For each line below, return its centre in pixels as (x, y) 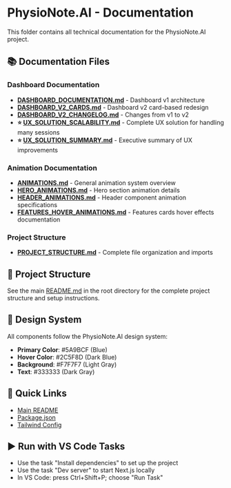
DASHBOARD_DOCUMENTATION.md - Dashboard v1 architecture (111, 100)
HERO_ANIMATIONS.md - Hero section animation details (99, 190)
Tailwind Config (39, 424)
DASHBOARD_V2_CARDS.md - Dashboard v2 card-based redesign (113, 107)
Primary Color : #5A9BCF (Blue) (62, 349)
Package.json (37, 417)
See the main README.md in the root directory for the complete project (109, 291)
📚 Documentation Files (59, 62)
